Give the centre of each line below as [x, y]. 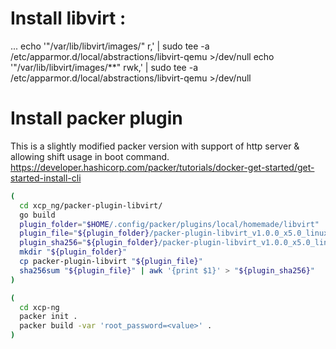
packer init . [48, 317]
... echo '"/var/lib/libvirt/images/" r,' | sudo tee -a [110, 46]
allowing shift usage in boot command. [90, 156]
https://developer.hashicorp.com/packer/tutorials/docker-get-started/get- [162, 167]
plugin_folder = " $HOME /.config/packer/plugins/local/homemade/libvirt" [169, 224]
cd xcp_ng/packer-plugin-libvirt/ [91, 205]
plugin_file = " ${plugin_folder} [84, 233]
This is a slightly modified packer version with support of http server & [155, 146]
